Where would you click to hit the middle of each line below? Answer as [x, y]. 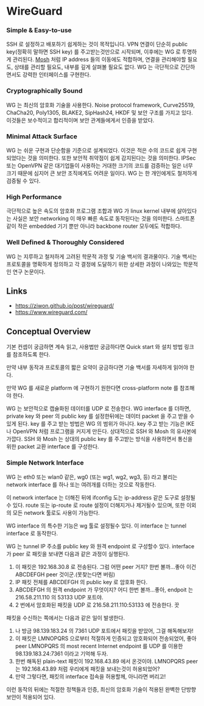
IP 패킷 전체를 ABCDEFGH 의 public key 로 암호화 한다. [81, 582]
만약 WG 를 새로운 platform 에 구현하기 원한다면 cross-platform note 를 [92, 388]
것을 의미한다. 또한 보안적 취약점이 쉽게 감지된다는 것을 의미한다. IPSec [111, 158]
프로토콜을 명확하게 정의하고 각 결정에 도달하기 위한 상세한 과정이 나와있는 [94, 264]
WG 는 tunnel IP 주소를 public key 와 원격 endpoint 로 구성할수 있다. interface [100, 546]
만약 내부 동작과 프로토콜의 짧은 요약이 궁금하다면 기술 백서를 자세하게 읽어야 [97, 367]
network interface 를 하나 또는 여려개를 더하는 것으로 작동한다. [81, 484]
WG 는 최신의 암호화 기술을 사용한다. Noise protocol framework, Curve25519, [100, 105]
